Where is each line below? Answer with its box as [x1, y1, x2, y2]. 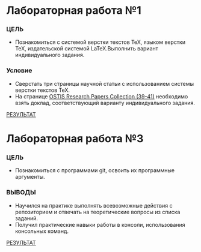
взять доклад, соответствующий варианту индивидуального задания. [14, 99, 196, 106]
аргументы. [14, 173, 45, 181]
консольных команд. [14, 227, 69, 235]
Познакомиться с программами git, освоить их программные [14, 167, 175, 174]
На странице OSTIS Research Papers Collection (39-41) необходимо [14, 92, 188, 100]
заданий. [14, 214, 38, 222]
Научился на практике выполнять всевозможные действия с [14, 202, 173, 209]
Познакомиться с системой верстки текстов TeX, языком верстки [14, 38, 185, 46]
